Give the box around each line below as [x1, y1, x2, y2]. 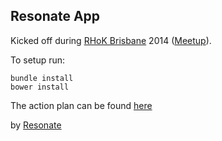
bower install [10, 82, 70, 92]
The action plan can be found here [10, 99, 153, 111]
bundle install [10, 73, 74, 83]
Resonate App [10, 8, 101, 25]
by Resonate [10, 119, 62, 131]
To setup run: [10, 54, 66, 66]
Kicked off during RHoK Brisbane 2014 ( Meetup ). [10, 34, 212, 46]
